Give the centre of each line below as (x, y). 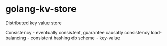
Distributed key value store (34, 23)
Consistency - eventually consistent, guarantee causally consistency (77, 32)
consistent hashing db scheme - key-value (75, 38)
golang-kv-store (41, 9)
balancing (16, 38)
